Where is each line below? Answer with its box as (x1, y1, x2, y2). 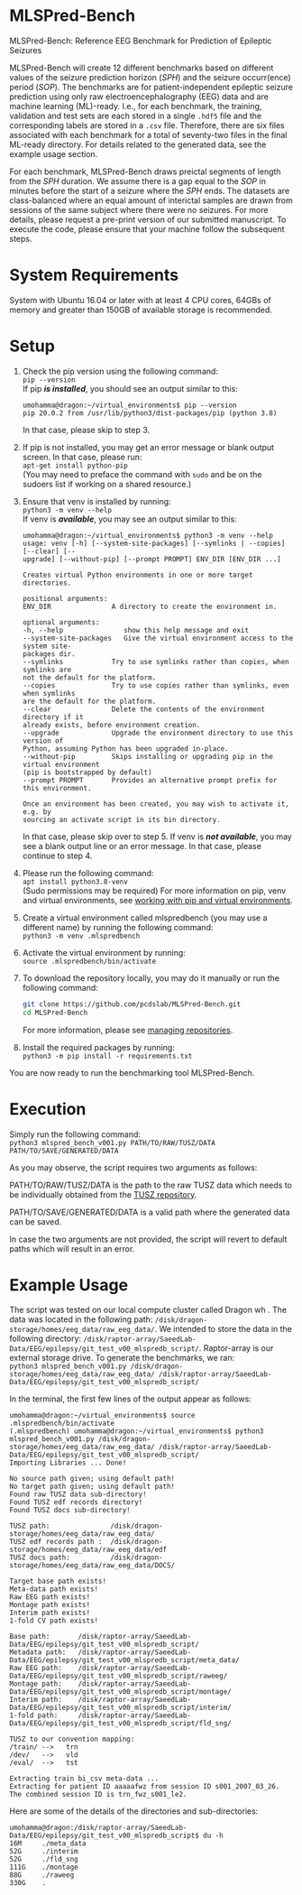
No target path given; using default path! (9, 1482, 176, 1492)
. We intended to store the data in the (154, 1324, 293, 1335)
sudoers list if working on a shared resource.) (22, 478, 192, 489)
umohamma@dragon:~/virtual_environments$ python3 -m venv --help (22, 531, 273, 540)
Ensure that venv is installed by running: (22, 495, 171, 506)
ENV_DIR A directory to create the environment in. (22, 602, 278, 611)
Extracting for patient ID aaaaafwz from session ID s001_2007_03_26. (9, 1782, 280, 1791)
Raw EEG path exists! (9, 1593, 91, 1602)
